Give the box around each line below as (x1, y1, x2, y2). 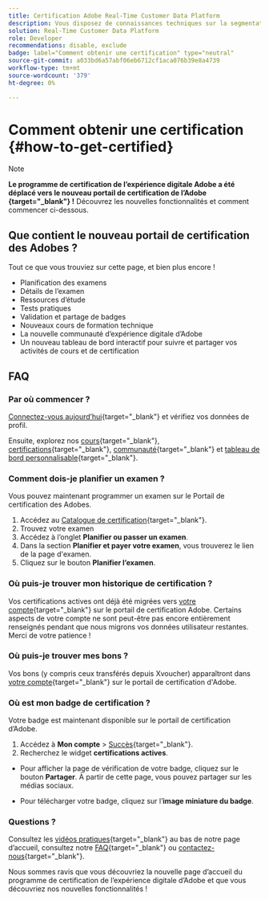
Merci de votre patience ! (8, 630, 91, 640)
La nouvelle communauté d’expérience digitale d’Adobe (19, 329, 203, 339)
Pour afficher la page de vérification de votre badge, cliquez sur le (19, 764, 239, 773)
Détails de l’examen (19, 287, 85, 296)
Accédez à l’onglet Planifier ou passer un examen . (19, 532, 189, 542)
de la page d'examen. (19, 549, 92, 559)
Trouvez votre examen (19, 523, 94, 534)
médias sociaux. (19, 780, 74, 791)
